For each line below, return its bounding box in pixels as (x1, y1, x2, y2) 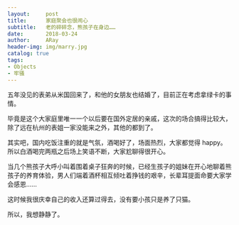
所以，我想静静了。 (7, 210, 64, 219)
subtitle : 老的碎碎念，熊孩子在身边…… (7, 23, 116, 31)
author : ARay (7, 37, 59, 44)
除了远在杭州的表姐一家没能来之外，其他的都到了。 (7, 123, 157, 131)
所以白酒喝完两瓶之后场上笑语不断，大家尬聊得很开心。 (7, 147, 169, 155)
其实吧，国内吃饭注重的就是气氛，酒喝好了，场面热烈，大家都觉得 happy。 (7, 138, 227, 146)
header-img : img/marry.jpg (7, 43, 87, 50)
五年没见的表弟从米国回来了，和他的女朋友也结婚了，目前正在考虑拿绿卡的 (7, 90, 225, 99)
